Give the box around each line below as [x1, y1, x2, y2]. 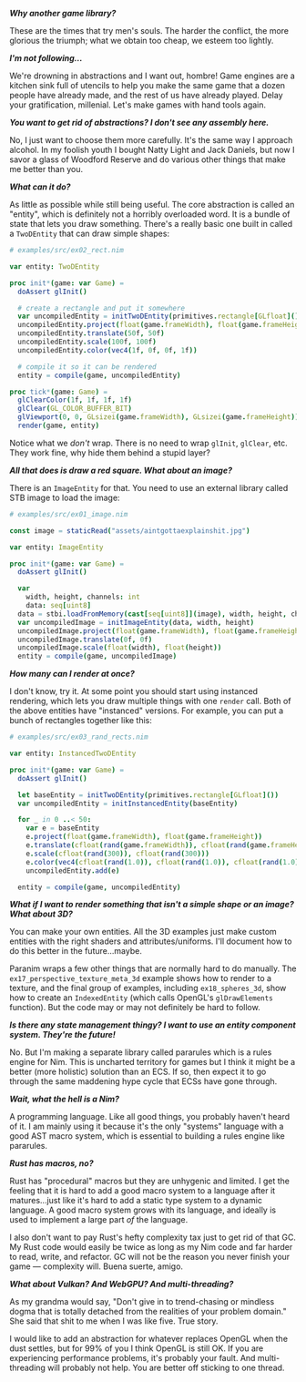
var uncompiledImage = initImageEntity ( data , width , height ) [17, 618, 255, 627]
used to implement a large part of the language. [9, 1214, 189, 1225]
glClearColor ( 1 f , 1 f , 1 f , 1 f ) [17, 395, 132, 404]
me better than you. [9, 164, 84, 174]
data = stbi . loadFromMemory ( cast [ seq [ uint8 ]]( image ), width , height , [17, 609, 287, 619]
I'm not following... [9, 53, 83, 63]
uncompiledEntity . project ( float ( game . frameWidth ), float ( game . [17, 321, 262, 330]
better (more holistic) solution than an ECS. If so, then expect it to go [9, 1066, 267, 1078]
